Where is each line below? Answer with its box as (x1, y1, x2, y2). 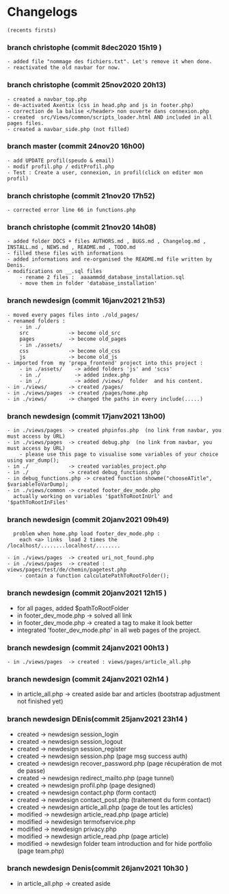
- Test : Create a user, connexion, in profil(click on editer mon (7, 169, 204, 176)
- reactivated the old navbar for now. (7, 64, 121, 71)
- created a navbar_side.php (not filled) (7, 126, 130, 132)
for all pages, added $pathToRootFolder (16, 604, 129, 612)
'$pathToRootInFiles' (7, 499, 69, 506)
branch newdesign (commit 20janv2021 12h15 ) (7, 588, 167, 598)
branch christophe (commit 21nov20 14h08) (7, 222, 157, 232)
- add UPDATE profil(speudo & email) (7, 157, 115, 164)
